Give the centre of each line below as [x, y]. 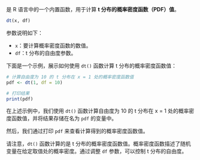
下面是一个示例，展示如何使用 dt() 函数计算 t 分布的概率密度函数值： [91, 66]
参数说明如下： [25, 33]
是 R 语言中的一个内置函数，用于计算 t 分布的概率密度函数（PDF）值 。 [93, 9]
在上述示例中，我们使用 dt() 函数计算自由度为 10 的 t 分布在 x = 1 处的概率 [98, 111]
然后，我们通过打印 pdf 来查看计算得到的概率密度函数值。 [77, 131]
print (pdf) [20, 99]
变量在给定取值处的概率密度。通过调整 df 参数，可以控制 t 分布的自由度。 [97, 151]
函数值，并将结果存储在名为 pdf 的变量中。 [64, 118]
